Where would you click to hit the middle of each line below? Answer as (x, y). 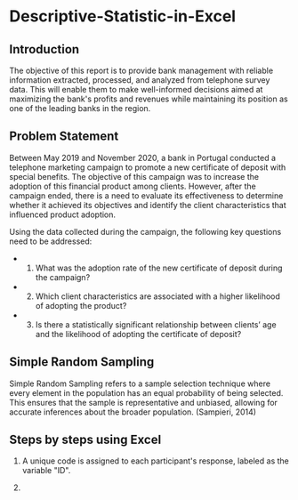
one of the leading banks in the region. (80, 108)
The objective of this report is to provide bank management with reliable (141, 70)
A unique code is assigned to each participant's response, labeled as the (155, 461)
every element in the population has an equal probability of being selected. (146, 392)
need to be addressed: (51, 241)
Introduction (44, 49)
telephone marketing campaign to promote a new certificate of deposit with (148, 167)
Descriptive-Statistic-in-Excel (123, 16)
